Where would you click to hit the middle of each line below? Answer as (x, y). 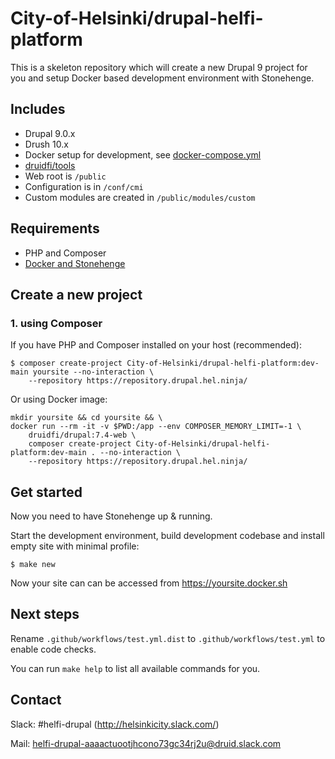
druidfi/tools (50, 165)
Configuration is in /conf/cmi (84, 186)
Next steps (45, 614)
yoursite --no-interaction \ (93, 372)
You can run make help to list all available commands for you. (135, 668)
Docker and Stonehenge (75, 263)
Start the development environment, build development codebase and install (167, 536)
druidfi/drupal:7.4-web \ (82, 435)
